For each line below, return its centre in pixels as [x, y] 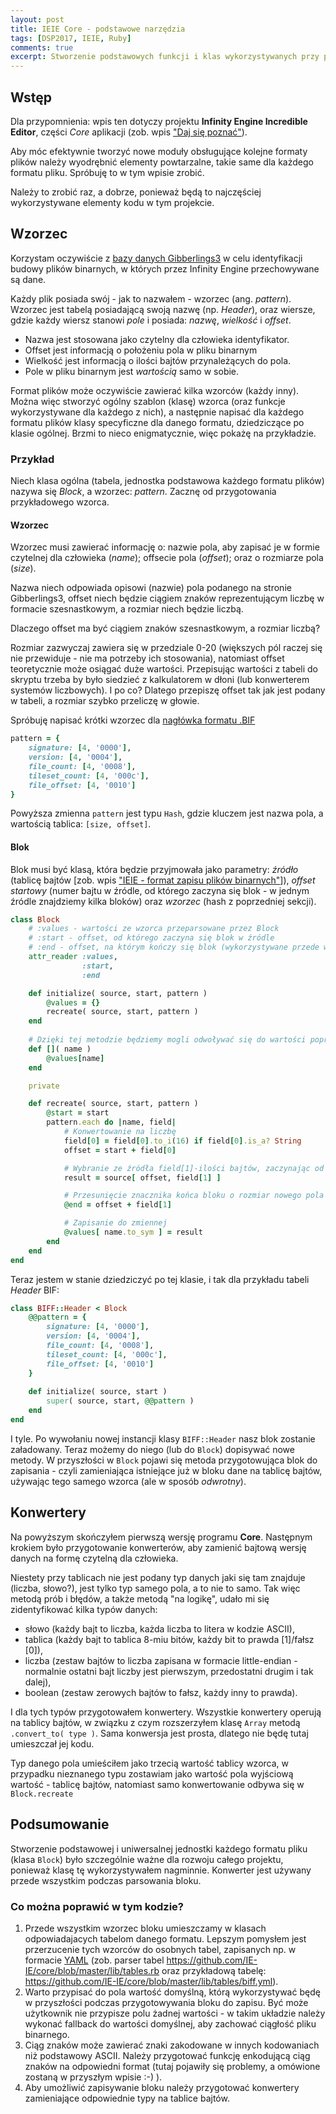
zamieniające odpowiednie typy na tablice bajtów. [127, 2098]
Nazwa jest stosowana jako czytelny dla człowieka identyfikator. [157, 339]
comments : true [42, 47]
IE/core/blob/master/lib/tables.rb [92, 1970]
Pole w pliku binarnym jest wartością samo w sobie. [132, 371]
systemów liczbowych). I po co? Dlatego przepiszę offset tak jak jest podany [168, 690]
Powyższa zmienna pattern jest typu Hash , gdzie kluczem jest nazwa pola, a [167, 813]
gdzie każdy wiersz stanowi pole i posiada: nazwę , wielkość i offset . [151, 320]
